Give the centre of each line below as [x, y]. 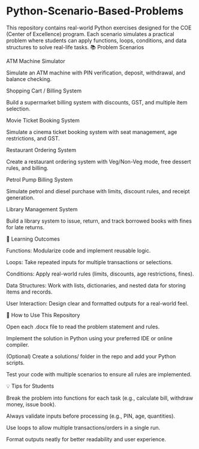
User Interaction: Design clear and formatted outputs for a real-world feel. [97, 303]
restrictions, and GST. [33, 138]
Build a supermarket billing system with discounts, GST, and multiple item [97, 102]
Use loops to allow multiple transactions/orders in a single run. [83, 427]
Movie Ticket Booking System [43, 120]
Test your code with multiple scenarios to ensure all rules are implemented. [99, 374]
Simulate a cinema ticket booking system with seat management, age [92, 132]
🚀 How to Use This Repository [43, 315]
